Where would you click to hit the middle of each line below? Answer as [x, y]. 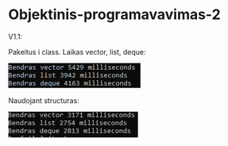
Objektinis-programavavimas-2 [114, 15]
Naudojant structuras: [44, 100]
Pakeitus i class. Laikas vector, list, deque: [77, 52]
